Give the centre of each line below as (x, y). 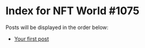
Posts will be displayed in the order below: (57, 27)
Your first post (31, 39)
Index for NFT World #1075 (72, 11)
